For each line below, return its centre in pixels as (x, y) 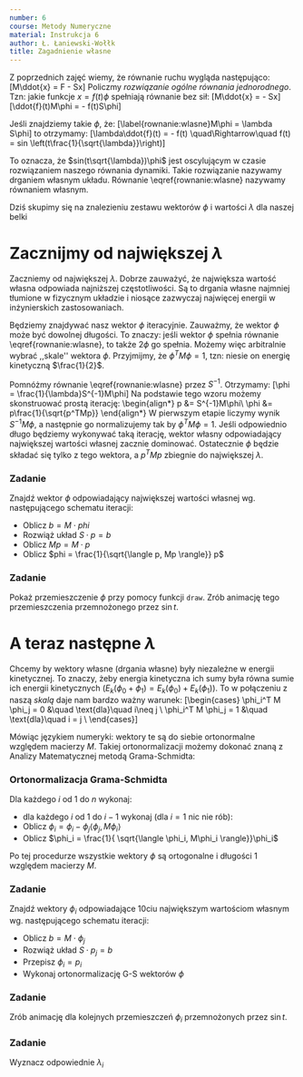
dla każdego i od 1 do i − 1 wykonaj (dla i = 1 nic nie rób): (127, 817)
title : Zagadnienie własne (60, 52)
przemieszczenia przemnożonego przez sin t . (94, 607)
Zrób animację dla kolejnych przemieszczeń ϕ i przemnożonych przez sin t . (148, 1018)
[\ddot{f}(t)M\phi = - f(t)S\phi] (65, 106)
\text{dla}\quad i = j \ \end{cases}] (74, 720)
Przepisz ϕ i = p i (52, 963)
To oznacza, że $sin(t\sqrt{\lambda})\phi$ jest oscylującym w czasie (138, 161)
